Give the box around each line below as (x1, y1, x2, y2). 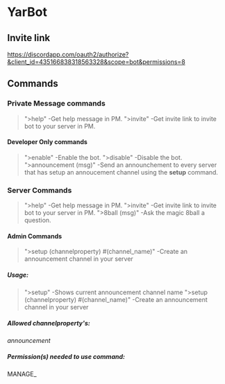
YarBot (7, 4, 47, 20)
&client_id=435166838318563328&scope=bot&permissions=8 (7, 58, 185, 66)
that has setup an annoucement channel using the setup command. (24, 168, 219, 176)
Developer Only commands (7, 138, 88, 146)
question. (24, 216, 51, 225)
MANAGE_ (7, 370, 37, 378)
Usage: (7, 271, 29, 279)
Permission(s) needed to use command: (7, 352, 125, 360)
